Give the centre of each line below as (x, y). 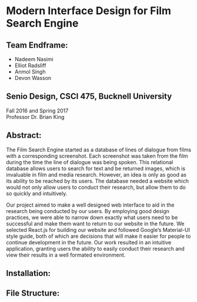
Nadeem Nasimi (34, 59)
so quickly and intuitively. (37, 193)
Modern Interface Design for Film (89, 11)
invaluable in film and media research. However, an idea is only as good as (96, 174)
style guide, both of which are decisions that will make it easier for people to (98, 236)
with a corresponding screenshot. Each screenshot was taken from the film (97, 156)
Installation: (29, 273)
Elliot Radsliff (30, 65)
